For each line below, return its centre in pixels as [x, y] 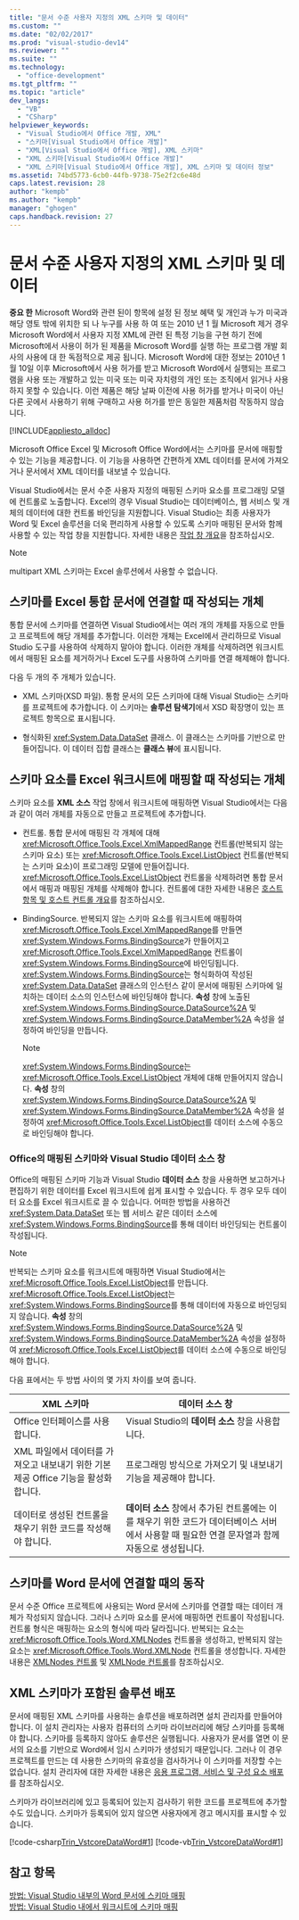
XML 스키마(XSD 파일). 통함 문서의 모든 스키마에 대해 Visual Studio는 [143, 696]
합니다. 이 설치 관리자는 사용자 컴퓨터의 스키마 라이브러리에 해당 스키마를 [135, 1727]
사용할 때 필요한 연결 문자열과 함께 [212, 1535]
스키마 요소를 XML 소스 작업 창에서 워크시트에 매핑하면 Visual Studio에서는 [140, 803]
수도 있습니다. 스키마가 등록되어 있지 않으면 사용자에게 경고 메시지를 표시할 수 [143, 1813]
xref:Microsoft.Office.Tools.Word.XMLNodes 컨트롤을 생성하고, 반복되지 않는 [146, 1640]
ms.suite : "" [33, 59]
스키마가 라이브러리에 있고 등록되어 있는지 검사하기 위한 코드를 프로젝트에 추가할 [148, 1802]
